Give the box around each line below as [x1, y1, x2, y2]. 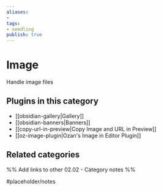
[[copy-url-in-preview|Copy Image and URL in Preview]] [15, 125, 157, 132]
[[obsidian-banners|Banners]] [15, 119, 90, 126]
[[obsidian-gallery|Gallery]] [15, 112, 84, 119]
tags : [6, 20, 20, 26]
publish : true [6, 32, 43, 38]
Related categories [6, 149, 80, 160]
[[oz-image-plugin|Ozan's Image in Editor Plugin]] [15, 132, 141, 139]
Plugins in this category [6, 96, 99, 107]
